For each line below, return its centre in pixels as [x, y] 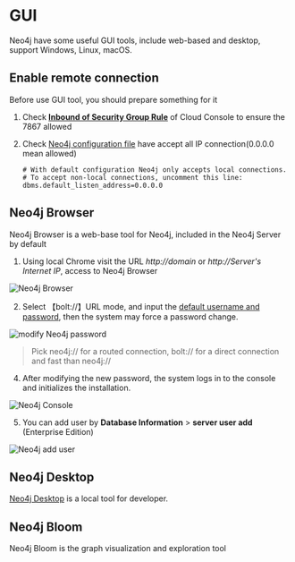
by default [28, 243]
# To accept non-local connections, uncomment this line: [132, 177]
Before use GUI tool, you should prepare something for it [114, 99]
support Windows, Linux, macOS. [71, 49]
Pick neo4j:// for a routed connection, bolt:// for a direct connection [155, 351]
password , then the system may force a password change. [130, 316]
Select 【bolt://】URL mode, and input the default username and [141, 306]
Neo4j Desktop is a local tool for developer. [88, 498]
